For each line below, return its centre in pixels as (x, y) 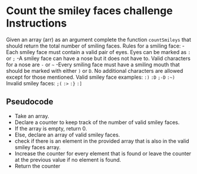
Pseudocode (30, 102)
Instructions (36, 23)
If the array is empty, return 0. (51, 128)
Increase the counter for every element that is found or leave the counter (103, 153)
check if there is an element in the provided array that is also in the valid (102, 141)
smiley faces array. (37, 147)
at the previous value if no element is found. (68, 159)
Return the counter (37, 166)
